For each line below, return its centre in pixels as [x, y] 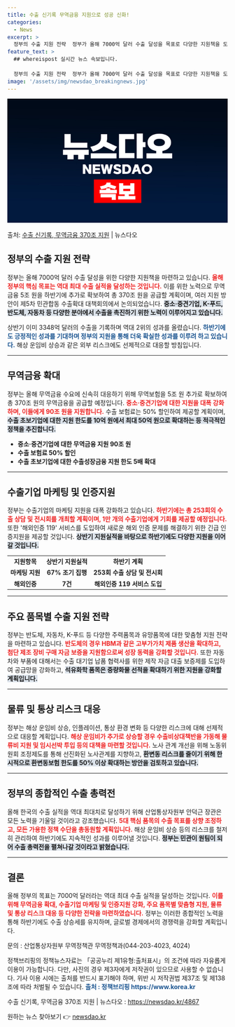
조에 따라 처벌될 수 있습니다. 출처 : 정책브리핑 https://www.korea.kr [101, 987]
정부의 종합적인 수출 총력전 [61, 794]
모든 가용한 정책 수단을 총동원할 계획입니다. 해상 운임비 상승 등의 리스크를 [115, 829]
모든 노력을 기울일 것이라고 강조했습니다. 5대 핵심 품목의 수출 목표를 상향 [106, 820]
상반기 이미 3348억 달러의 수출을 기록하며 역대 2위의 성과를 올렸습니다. [104, 327]
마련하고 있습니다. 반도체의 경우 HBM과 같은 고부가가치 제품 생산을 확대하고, [118, 643]
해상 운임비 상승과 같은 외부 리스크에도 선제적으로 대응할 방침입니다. [109, 344]
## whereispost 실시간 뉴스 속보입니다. [66, 60]
